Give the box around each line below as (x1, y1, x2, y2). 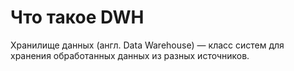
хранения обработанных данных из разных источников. (10, 49, 250, 61)
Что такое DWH (10, 6, 145, 29)
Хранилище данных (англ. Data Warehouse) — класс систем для (10, 39, 285, 51)
